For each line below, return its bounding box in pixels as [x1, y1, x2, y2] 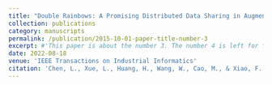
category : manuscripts [8, 27, 85, 35]
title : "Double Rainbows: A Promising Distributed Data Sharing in [8, 11, 241, 20]
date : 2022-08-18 [8, 49, 67, 57]
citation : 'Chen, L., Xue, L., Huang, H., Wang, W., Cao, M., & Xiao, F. [8, 65, 263, 73]
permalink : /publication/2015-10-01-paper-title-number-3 [8, 34, 208, 43]
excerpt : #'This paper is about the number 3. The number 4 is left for [8, 42, 259, 50]
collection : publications [8, 19, 96, 28]
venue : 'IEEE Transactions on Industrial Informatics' [8, 57, 198, 66]
